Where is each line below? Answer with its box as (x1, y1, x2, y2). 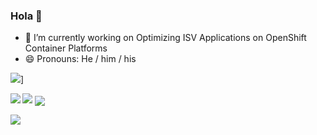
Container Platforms (24, 42, 108, 54)
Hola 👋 (10, 9, 43, 23)
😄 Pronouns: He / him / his (24, 53, 137, 65)
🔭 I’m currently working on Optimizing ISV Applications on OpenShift (24, 32, 307, 44)
